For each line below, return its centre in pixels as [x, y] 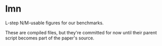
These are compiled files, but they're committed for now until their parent [81, 32]
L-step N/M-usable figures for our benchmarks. [55, 23]
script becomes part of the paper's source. [50, 38]
